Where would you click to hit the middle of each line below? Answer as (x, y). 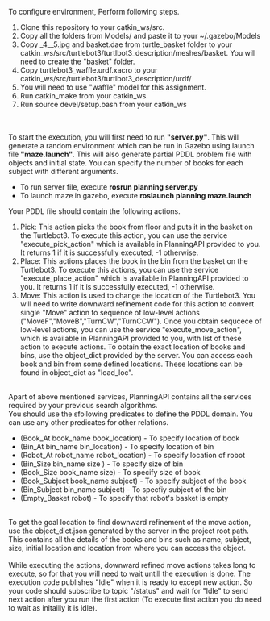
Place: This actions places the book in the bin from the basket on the (134, 261)
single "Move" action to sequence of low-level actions (110, 313)
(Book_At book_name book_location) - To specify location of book (130, 438)
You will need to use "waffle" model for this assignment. (113, 87)
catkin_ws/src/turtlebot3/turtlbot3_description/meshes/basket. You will (138, 53)
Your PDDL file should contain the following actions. (94, 211)
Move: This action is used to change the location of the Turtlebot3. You (138, 295)
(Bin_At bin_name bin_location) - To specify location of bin (117, 446)
